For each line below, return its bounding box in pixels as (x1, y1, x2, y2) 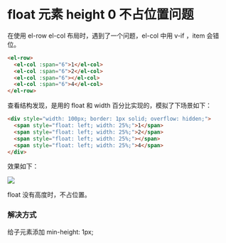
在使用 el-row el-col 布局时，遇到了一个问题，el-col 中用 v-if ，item (7, 31, 205, 40)
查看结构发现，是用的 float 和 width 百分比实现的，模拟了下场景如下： (7, 101, 212, 110)
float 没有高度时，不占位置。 (7, 190, 91, 199)
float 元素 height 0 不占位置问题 (7, 6, 194, 23)
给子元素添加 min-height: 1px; (7, 227, 94, 236)
